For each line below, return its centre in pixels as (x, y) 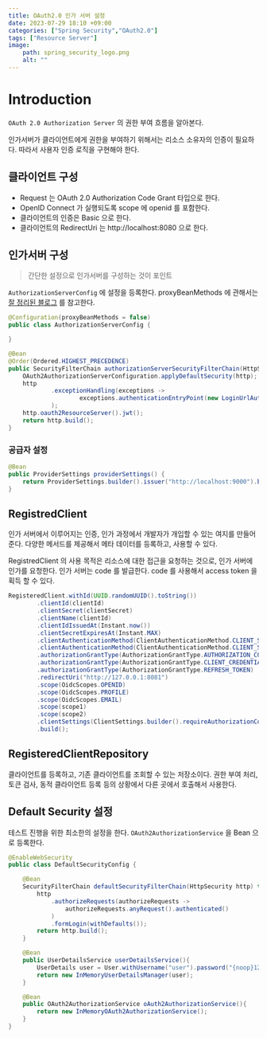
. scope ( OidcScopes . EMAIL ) (80, 699)
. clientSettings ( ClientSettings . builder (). (110, 722)
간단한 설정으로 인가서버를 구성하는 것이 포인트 (100, 276)
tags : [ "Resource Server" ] (53, 38)
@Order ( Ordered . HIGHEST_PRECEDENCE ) (69, 361)
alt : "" (35, 61)
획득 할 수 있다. (32, 581)
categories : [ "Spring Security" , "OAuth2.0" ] (83, 30)
